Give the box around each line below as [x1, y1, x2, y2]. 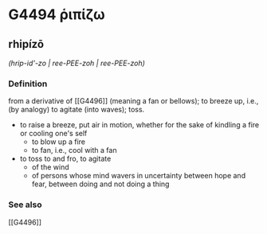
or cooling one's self [19, 129, 88, 138]
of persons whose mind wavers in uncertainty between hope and [31, 171, 245, 181]
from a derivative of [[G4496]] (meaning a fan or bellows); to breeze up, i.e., [8, 96, 259, 106]
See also [8, 199, 42, 210]
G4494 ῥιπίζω [8, 6, 105, 24]
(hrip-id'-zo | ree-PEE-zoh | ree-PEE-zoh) [8, 58, 146, 68]
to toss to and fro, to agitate [19, 154, 112, 164]
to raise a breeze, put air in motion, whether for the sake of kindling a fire [19, 120, 260, 130]
